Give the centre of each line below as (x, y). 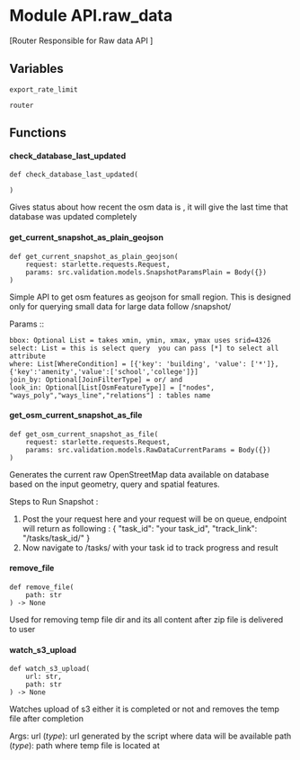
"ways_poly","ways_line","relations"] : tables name (110, 395)
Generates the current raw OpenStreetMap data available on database (139, 474)
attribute (28, 356)
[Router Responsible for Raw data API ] (81, 40)
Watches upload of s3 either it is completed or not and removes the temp (145, 709)
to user (22, 629)
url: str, (44, 677)
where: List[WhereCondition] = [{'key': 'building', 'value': (128, 364)
